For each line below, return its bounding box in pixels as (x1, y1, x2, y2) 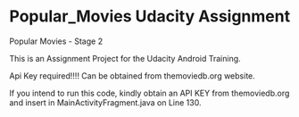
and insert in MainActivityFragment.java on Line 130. (9, 96, 202, 108)
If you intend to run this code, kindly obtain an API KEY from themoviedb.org (9, 88, 290, 98)
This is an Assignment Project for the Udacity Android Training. (9, 53, 241, 63)
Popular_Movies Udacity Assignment (9, 6, 291, 27)
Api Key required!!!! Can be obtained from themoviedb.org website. (9, 70, 256, 81)
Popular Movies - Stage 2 (9, 36, 104, 46)
